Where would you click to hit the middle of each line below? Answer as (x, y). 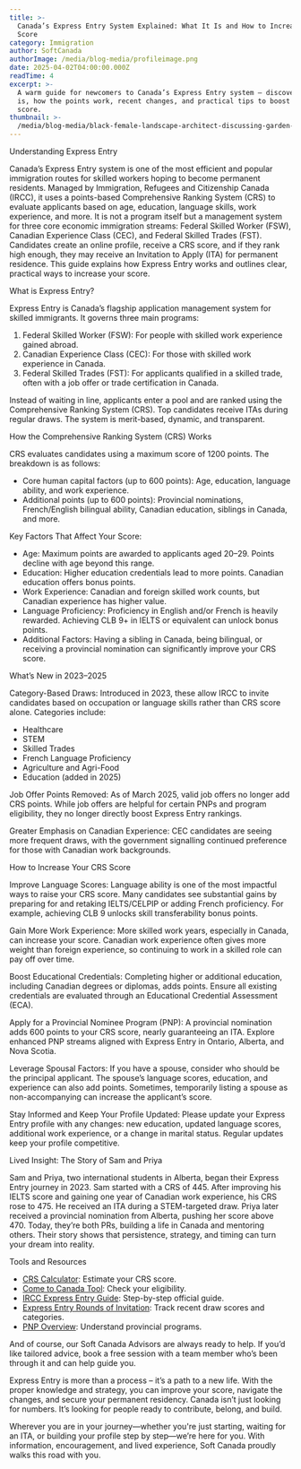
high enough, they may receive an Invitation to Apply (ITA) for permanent (144, 255)
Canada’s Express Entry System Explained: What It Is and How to (142, 26)
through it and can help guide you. (73, 1363)
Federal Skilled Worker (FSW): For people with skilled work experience (152, 335)
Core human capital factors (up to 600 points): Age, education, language (156, 481)
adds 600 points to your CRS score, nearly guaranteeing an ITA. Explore (142, 1032)
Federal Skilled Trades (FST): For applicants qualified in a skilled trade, (152, 373)
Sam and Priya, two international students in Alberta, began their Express (144, 1178)
